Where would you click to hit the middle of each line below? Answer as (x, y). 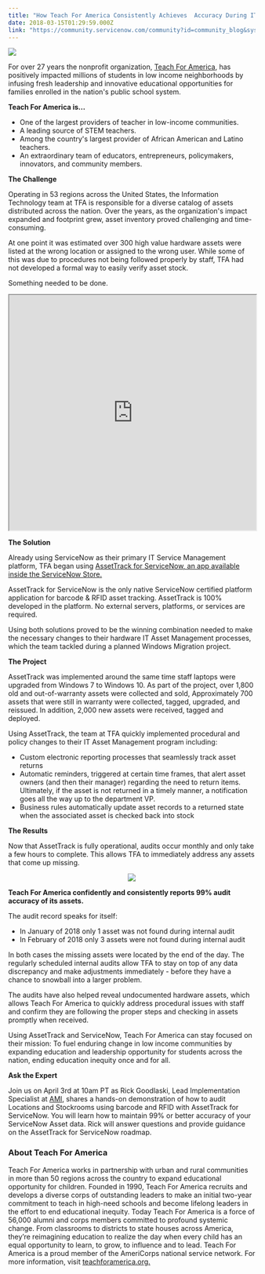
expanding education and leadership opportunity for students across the (125, 1052)
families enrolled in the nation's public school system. (95, 92)
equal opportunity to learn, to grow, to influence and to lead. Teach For (122, 1245)
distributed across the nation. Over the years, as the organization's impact (128, 211)
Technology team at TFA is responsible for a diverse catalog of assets (121, 203)
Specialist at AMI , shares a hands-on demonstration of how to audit (117, 1099)
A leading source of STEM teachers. (78, 131)
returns (31, 766)
